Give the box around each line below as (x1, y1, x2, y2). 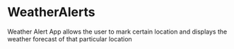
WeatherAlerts (7, 4, 95, 20)
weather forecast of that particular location (7, 34, 132, 43)
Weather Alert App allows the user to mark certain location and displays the (7, 27, 228, 36)
